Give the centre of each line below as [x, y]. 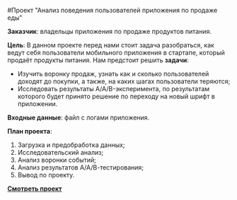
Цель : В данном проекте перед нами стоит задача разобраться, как [111, 45]
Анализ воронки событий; [57, 160]
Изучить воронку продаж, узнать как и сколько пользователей [113, 74]
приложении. [37, 104]
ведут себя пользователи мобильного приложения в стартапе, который [116, 53]
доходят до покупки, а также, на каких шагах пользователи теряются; [124, 81]
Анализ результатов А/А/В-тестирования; [80, 167]
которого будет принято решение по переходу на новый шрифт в [116, 96]
